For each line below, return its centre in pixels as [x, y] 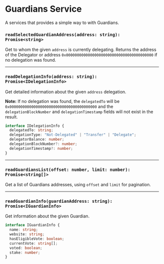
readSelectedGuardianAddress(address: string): [63, 35]
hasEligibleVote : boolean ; [37, 239]
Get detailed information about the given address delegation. [66, 92]
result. [11, 117]
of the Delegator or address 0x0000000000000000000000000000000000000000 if [81, 55]
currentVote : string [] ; [33, 243]
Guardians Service [43, 9]
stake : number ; [25, 252]
